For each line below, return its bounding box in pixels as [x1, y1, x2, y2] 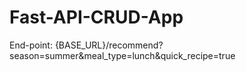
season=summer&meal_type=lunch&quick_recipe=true [9, 49, 236, 61]
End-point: [9, 39, 53, 51]
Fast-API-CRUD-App [9, 6, 184, 29]
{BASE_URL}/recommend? [54, 39, 164, 51]
